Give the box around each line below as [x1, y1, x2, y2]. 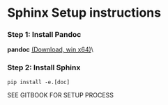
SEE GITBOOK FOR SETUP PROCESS [7, 90, 114, 99]
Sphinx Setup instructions [7, 5, 162, 21]
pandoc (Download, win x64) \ [7, 45, 94, 54]
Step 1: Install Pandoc [7, 30, 82, 40]
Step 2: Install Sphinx [7, 63, 81, 72]
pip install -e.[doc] [7, 79, 70, 86]
